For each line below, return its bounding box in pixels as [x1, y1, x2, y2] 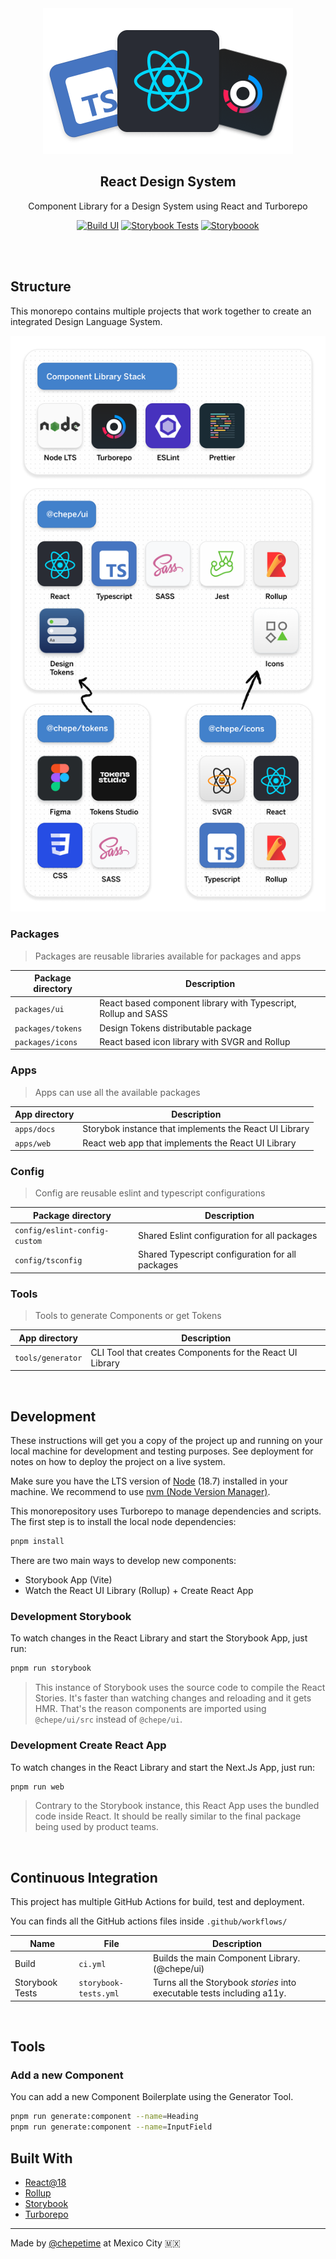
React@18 [24, 2177, 67, 2188]
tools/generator [14, 1353, 83, 1364]
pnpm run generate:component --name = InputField [10, 2122, 213, 2132]
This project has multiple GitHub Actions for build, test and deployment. [10, 1896, 305, 1908]
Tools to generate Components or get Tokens [34, 1310, 222, 1322]
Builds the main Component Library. [152, 1952, 301, 1964]
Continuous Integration [10, 1869, 158, 1886]
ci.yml [78, 1959, 107, 1969]
